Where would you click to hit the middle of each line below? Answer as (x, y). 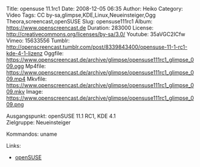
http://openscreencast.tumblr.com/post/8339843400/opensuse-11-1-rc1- (97, 47)
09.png (15, 104)
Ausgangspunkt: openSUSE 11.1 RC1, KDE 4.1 (61, 116)
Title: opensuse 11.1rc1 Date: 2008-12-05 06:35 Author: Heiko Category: (95, 9)
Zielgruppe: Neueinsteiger (38, 122)
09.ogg (15, 66)
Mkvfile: (37, 79)
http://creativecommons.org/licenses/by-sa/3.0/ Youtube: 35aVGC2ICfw (96, 34)
